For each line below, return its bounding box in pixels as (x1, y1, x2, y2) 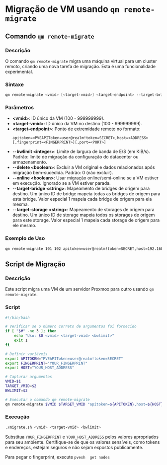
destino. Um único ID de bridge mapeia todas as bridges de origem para (12, 191, 161, 197)
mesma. (12, 201, 29, 207)
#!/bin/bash (5, 315, 30, 320)
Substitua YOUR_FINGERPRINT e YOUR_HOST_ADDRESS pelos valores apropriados (5, 434, 159, 440)
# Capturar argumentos (5, 374, 52, 380)
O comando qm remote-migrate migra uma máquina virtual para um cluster (5, 58, 157, 64)
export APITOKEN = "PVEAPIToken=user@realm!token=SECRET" (5, 356, 123, 361)
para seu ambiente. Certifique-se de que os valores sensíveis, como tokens (5, 439, 160, 445)
